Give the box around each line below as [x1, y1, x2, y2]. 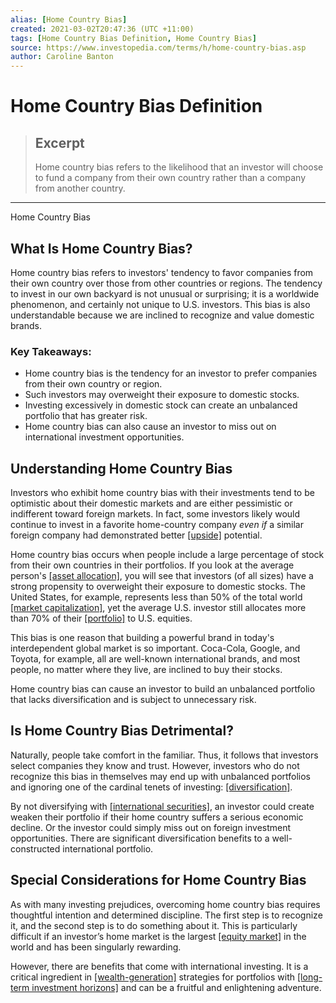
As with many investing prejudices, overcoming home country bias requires [10, 898, 321, 910]
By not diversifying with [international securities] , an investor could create [10, 800, 315, 812]
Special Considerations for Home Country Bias [10, 872, 307, 889]
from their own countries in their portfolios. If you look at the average [10, 559, 295, 571]
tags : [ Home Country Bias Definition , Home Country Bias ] [10, 33, 257, 43]
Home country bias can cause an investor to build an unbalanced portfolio [10, 683, 316, 695]
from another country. [34, 182, 126, 195]
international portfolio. [62, 842, 154, 855]
